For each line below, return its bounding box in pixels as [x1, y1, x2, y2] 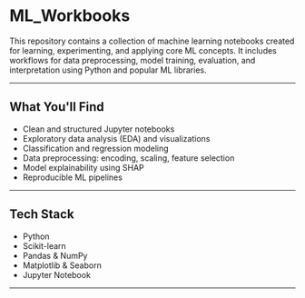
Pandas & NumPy [22, 250, 88, 261]
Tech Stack [9, 206, 74, 223]
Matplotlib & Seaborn [22, 260, 102, 271]
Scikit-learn [22, 240, 66, 251]
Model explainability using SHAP [22, 162, 144, 173]
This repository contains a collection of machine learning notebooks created [9, 35, 295, 46]
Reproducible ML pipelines [22, 172, 123, 183]
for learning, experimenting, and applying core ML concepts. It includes [9, 45, 277, 55]
